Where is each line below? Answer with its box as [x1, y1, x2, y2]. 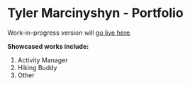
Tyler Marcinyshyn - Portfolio [7, 5, 184, 21]
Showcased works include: [7, 42, 89, 50]
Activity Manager [17, 55, 69, 64]
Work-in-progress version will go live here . [7, 28, 133, 37]
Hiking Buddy [17, 63, 57, 72]
